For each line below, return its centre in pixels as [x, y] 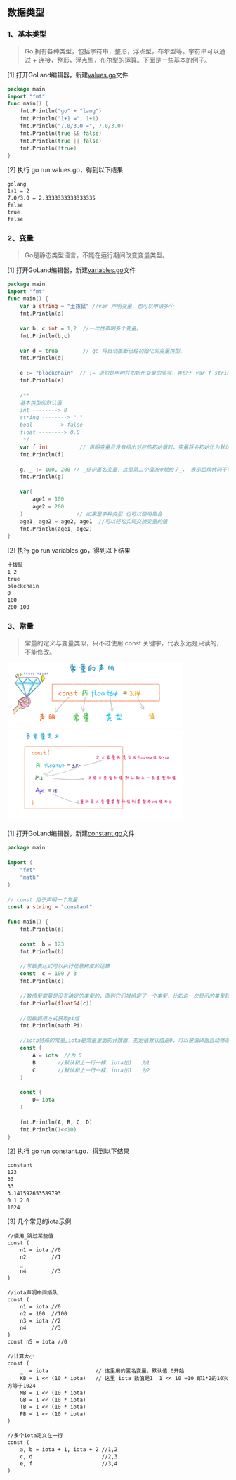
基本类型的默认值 [41, 403]
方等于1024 [22, 1386]
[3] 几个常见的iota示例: [40, 1221]
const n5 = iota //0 [38, 1342]
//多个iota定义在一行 [35, 1436]
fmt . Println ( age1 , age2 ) [56, 529]
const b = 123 [42, 944]
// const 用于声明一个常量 [42, 900]
